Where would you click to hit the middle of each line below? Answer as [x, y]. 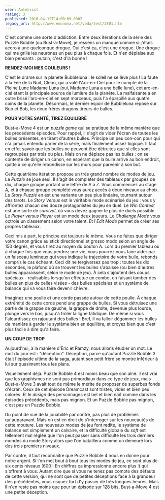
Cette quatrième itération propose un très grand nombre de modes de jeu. [80, 174]
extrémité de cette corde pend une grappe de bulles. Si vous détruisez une [81, 303]
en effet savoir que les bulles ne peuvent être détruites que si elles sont [78, 149]
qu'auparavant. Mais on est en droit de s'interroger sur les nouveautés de [80, 420]
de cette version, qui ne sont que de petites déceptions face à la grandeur [80, 476]
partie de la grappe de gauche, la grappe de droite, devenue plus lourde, [79, 308]
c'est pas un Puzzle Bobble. [33, 405]
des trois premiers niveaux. [33, 446]
